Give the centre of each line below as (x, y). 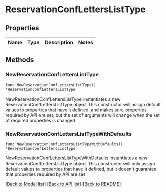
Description (59, 42)
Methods (20, 60)
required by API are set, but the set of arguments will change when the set (83, 115)
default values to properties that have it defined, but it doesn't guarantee (81, 169)
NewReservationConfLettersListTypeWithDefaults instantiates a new (76, 158)
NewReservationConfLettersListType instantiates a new (63, 99)
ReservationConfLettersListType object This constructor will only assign (80, 163)
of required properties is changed (40, 120)
